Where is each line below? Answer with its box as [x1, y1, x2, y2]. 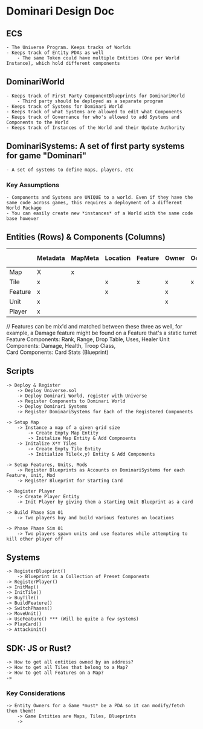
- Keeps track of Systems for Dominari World [6, 103, 123, 110]
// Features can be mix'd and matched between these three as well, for [6, 322, 182, 330]
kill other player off [6, 536, 63, 542]
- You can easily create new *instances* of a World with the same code [6, 210, 193, 216]
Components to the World [6, 119, 69, 125]
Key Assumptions [6, 181, 59, 189]
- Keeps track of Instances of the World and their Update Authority [6, 124, 185, 131]
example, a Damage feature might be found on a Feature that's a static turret [6, 329, 197, 336]
